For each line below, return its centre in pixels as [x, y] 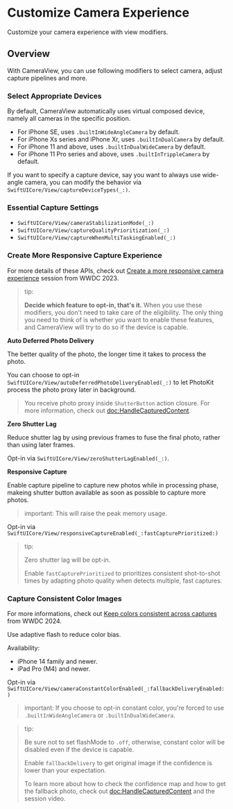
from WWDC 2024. [35, 621]
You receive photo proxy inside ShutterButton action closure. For [117, 403]
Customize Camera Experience [98, 13]
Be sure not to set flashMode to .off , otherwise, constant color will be [124, 742]
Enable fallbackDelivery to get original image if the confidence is [118, 762]
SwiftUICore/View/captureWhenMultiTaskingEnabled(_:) [96, 238]
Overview [29, 54]
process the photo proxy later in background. [72, 390]
